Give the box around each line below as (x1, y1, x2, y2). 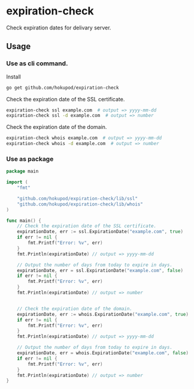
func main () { (6, 218, 42, 224)
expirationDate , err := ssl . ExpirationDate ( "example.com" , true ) (17, 229, 184, 235)
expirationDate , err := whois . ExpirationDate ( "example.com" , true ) (17, 311, 189, 317)
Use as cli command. (6, 59, 68, 68)
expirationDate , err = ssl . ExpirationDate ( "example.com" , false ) (17, 267, 184, 273)
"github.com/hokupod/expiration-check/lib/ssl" (17, 195, 138, 201)
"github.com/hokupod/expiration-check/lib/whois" (17, 201, 144, 207)
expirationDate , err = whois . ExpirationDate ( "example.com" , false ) (17, 350, 189, 356)
